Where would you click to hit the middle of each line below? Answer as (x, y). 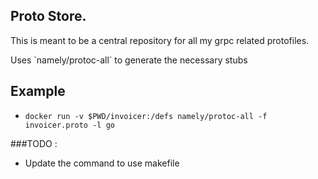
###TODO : (34, 143)
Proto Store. (48, 16)
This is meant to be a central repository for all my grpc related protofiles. (160, 40)
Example (38, 91)
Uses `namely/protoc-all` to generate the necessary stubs (129, 60)
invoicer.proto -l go (69, 125)
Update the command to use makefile (102, 163)
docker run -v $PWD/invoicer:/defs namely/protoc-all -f (146, 116)
